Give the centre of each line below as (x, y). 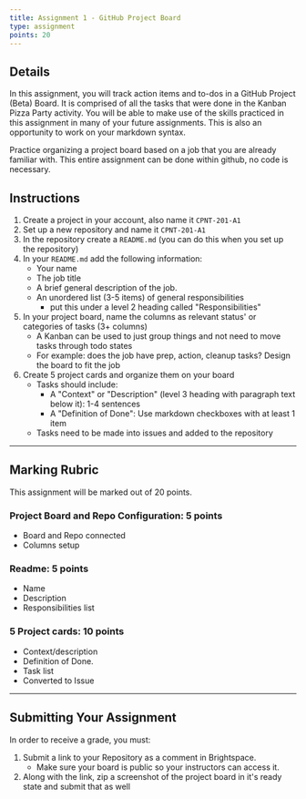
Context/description (60, 651)
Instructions (45, 198)
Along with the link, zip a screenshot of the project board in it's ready (152, 776)
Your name (56, 268)
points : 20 (30, 35)
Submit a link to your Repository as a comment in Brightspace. (139, 757)
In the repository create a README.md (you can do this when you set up (153, 239)
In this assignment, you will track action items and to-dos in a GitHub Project (153, 94)
